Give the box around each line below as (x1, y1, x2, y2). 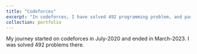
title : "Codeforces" (6, 8, 57, 15)
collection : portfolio (6, 19, 62, 25)
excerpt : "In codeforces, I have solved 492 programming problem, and (6, 14, 182, 20)
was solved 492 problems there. (6, 41, 84, 48)
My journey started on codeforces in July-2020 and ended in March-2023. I (6, 35, 189, 42)
